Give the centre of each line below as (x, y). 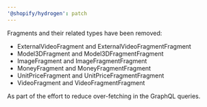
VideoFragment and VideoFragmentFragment (81, 82)
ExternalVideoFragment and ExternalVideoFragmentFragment (104, 46)
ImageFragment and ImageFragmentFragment (82, 61)
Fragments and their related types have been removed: (85, 33)
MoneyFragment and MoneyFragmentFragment (84, 68)
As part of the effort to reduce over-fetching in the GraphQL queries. (104, 96)
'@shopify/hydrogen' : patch (47, 13)
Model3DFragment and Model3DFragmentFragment (90, 53)
